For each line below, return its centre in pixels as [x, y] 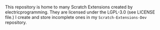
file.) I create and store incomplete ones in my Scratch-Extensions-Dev [76, 17]
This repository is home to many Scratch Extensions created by [69, 7]
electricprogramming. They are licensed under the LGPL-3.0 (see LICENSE [80, 12]
